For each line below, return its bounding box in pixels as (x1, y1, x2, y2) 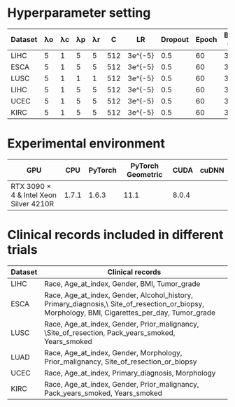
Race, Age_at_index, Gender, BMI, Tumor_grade (44, 278, 201, 288)
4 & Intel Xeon (10, 190, 57, 200)
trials (7, 242, 38, 258)
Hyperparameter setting (7, 5, 151, 21)
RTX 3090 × (10, 181, 52, 191)
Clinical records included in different (7, 227, 224, 243)
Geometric (127, 169, 163, 179)
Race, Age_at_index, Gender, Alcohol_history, (44, 290, 194, 300)
